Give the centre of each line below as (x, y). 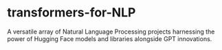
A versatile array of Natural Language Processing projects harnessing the (111, 32)
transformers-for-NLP (71, 13)
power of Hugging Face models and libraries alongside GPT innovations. (110, 38)
